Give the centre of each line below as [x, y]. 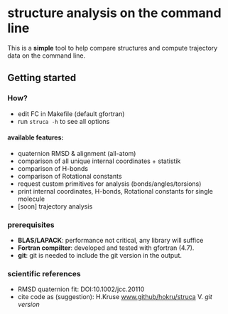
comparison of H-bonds [53, 168]
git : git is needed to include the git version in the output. [100, 256]
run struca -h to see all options [64, 121]
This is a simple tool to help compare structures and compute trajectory [113, 48]
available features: [36, 137]
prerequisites [31, 224]
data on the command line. [47, 56]
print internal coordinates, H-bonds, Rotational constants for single [115, 191]
